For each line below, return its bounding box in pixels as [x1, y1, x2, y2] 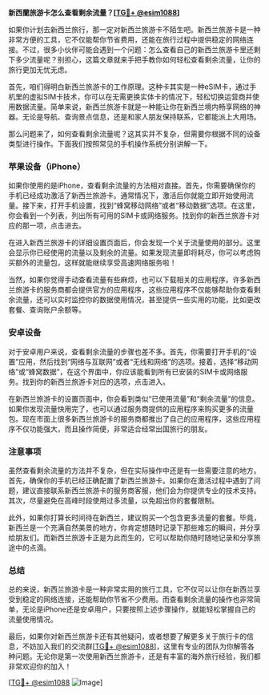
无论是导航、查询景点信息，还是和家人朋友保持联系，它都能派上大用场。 [22, 112, 261, 121]
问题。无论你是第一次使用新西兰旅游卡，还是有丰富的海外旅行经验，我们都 [14, 652, 261, 661]
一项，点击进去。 [29, 220, 86, 231]
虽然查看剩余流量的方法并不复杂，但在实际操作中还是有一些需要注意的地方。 [8, 465, 261, 475]
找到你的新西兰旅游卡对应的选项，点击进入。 [22, 377, 170, 386]
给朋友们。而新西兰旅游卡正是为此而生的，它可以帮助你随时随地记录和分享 [8, 532, 254, 542]
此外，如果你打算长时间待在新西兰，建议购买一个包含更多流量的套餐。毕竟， [8, 512, 261, 522]
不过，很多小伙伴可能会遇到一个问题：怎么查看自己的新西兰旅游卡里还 [22, 45, 254, 55]
